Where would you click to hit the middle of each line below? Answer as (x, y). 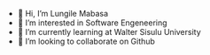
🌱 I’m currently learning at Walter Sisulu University (109, 32)
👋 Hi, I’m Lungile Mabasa (63, 14)
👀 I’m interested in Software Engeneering (92, 23)
